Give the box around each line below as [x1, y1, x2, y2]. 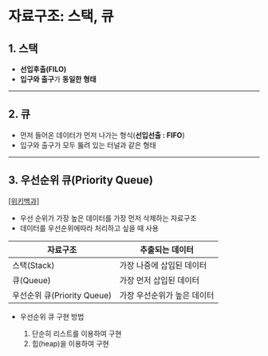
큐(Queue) [12, 274, 52, 286]
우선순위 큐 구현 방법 [19, 311, 85, 321]
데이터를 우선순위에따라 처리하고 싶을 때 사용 [19, 223, 160, 233]
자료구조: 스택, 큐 [8, 7, 114, 26]
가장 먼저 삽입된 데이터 [119, 274, 200, 286]
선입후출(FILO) [19, 65, 67, 74]
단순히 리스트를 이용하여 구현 [31, 329, 122, 338]
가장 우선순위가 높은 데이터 [119, 290, 215, 301]
